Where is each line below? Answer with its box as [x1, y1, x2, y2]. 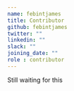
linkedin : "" [7, 37, 46, 44]
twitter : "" [7, 30, 42, 37]
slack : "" [7, 43, 37, 50]
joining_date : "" [7, 50, 58, 57]
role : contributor [7, 56, 65, 63]
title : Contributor [7, 17, 65, 24]
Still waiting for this [7, 75, 63, 84]
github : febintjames [7, 23, 68, 30]
